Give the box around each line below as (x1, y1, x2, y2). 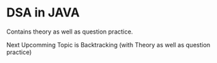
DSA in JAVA (6, 5, 80, 21)
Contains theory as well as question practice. (6, 27, 134, 36)
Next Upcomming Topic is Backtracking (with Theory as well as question (6, 40, 211, 49)
